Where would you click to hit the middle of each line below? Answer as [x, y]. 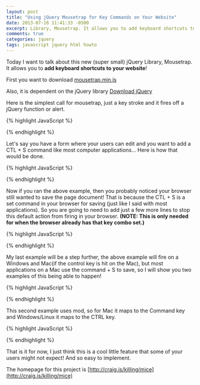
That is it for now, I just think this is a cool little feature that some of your [94, 351]
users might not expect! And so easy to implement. [68, 358]
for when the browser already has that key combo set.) [75, 222]
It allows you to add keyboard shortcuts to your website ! [77, 68]
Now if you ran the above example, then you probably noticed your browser [99, 190]
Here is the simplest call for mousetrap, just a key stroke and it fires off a [95, 102]
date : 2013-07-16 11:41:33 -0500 [48, 23]
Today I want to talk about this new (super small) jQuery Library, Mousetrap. [99, 62]
